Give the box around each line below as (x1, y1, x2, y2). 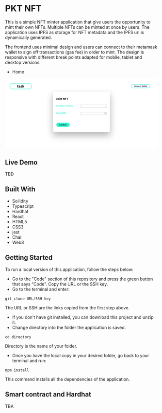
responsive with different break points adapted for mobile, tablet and (5, 54, 142, 60)
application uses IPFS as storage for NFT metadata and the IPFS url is (5, 29, 144, 35)
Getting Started (5, 253, 53, 262)
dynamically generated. (5, 35, 52, 40)
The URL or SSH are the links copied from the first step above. (5, 305, 130, 310)
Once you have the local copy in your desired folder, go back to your (12, 352, 149, 358)
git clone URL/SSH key (5, 296, 51, 301)
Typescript (12, 203, 34, 209)
